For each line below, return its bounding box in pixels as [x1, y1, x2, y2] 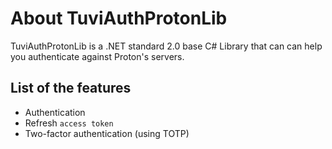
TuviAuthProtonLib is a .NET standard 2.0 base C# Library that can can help [10, 40, 323, 52]
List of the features [10, 80, 132, 97]
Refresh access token [24, 117, 114, 129]
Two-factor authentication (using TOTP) [24, 127, 190, 139]
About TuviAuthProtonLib [10, 7, 228, 30]
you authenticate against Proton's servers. [10, 50, 185, 62]
